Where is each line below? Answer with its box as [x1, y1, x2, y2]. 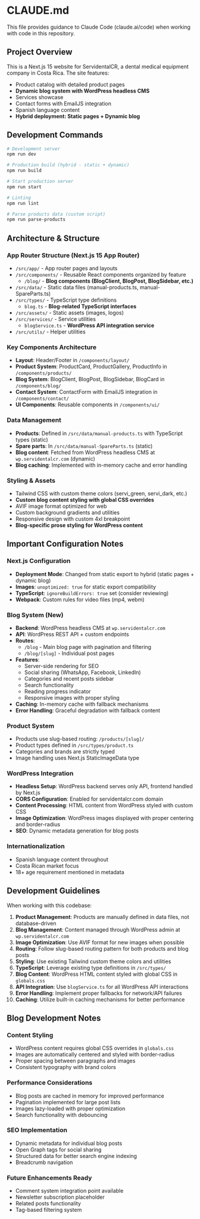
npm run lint [7, 200, 39, 206]
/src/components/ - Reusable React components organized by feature [15, 271, 186, 278]
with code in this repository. [7, 29, 75, 36]
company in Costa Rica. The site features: [7, 69, 110, 76]
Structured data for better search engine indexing [15, 1152, 137, 1159]
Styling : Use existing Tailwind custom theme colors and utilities [15, 957, 171, 965]
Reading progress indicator [24, 688, 91, 695]
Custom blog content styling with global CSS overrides [15, 496, 154, 503]
